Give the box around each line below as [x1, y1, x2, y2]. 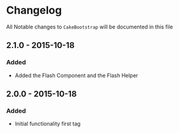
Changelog [6, 4, 62, 17]
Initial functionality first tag [14, 120, 81, 128]
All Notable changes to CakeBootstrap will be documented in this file [6, 23, 173, 30]
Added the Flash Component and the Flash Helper [14, 72, 138, 79]
